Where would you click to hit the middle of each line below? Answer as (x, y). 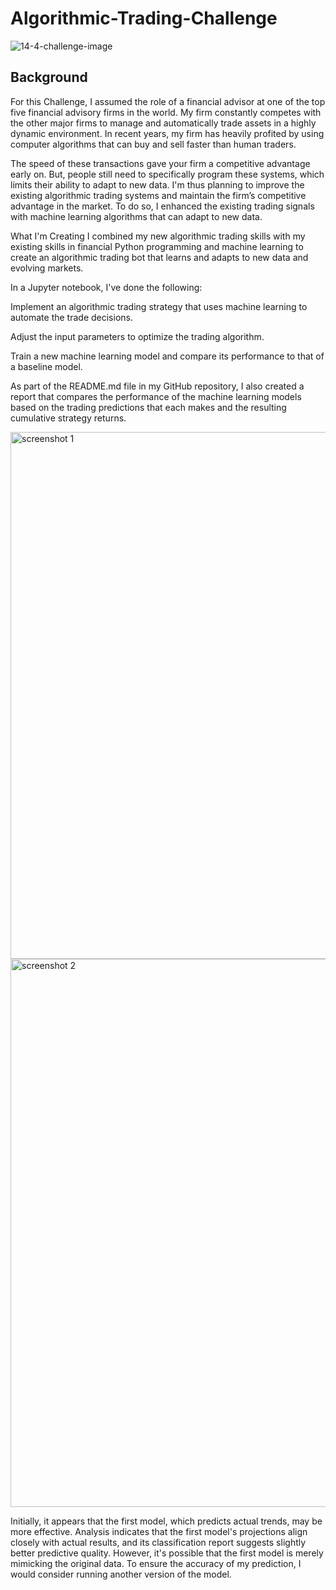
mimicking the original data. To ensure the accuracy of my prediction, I (156, 1563)
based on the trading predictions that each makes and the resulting (148, 407)
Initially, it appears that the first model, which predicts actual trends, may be (166, 1521)
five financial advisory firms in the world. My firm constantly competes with (166, 112)
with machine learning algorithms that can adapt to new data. (136, 216)
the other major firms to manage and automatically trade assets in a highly (163, 123)
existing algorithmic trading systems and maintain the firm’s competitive (158, 195)
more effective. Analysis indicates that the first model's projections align (159, 1531)
